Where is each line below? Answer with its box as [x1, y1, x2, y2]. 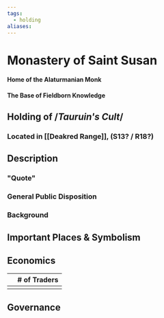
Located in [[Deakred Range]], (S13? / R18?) [7, 132, 154, 141]
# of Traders [17, 275, 59, 285]
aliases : [7, 23, 32, 30]
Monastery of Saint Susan [7, 52, 158, 68]
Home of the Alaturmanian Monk [7, 76, 102, 84]
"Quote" [7, 173, 36, 183]
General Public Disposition [7, 192, 97, 201]
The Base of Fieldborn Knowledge [7, 91, 106, 100]
